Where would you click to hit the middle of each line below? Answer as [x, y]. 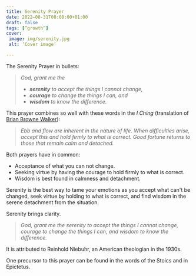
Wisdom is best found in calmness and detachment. [77, 178]
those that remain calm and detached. [67, 143]
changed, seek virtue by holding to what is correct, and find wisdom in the [96, 196]
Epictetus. [18, 267]
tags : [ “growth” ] [27, 28]
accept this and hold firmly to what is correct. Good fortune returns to [105, 137]
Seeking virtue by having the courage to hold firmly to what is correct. [99, 172]
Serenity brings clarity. [34, 214]
